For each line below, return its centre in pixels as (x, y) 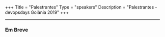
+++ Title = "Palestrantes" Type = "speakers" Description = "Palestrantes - (81, 7)
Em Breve (17, 30)
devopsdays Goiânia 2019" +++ (37, 12)
